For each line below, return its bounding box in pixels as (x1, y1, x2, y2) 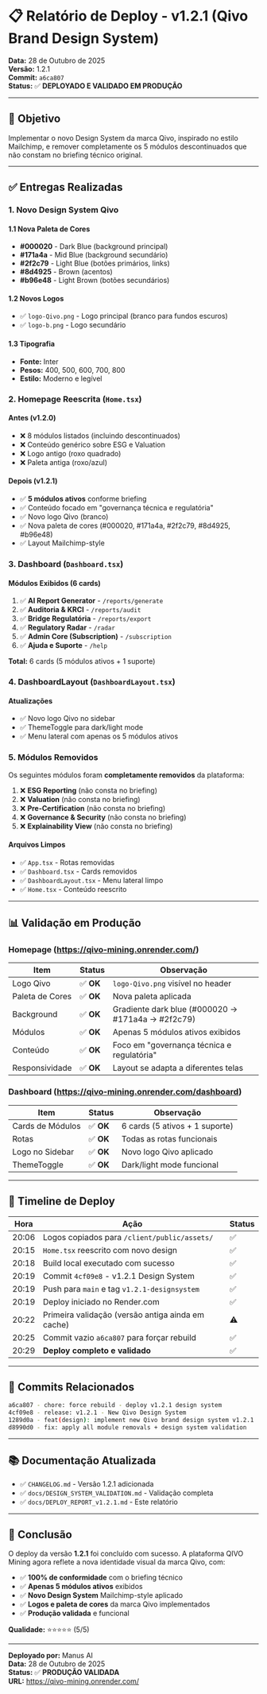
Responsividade (12, 1063, 72, 1074)
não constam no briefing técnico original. (8, 149, 143, 160)
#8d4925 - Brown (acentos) (19, 267, 113, 277)
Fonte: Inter (19, 356, 59, 366)
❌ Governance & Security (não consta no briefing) (19, 812, 187, 822)
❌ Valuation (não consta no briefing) (19, 794, 141, 804)
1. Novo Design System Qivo (8, 204, 119, 215)
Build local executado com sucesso (42, 1258, 175, 1269)
